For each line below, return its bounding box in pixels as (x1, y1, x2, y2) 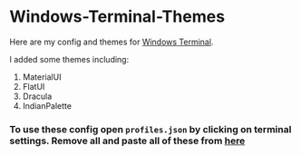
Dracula (22, 91, 53, 102)
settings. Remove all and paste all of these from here (9, 134, 246, 147)
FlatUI (22, 81, 45, 92)
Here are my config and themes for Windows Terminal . (9, 36, 214, 47)
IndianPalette (22, 100, 73, 111)
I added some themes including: (9, 54, 130, 64)
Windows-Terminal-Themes (9, 6, 225, 27)
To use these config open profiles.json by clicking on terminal (9, 122, 292, 135)
